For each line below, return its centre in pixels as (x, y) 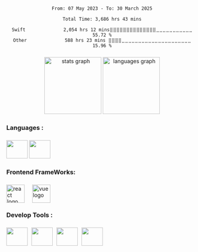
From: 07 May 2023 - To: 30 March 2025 (102, 9)
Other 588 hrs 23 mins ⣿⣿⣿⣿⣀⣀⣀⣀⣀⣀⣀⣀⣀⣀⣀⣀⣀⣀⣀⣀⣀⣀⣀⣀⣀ (102, 40)
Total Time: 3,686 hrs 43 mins (102, 19)
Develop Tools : (29, 215)
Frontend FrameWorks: (41, 172)
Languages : (25, 128)
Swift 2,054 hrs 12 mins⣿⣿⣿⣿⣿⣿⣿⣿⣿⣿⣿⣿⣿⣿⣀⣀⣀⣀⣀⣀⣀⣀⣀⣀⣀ (102, 30)
